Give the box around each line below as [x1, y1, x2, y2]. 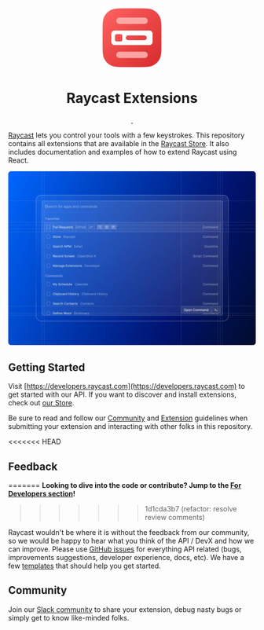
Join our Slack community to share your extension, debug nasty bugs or [8, 604, 242, 614]
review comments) [145, 512, 206, 522]
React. [8, 156, 29, 165]
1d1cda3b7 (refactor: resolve [145, 504, 237, 513]
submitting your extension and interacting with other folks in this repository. [8, 422, 253, 431]
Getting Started [8, 361, 86, 374]
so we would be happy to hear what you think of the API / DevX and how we [8, 536, 255, 545]
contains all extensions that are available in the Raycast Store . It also [8, 138, 229, 148]
